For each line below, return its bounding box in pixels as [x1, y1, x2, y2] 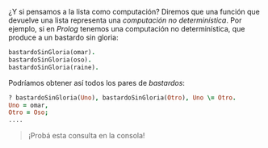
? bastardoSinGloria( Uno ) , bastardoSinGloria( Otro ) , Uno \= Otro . [8, 93, 237, 102]
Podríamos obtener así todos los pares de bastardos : [8, 78, 186, 87]
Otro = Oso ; [8, 108, 48, 116]
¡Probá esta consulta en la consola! [27, 131, 145, 141]
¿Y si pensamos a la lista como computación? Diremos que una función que [8, 7, 261, 16]
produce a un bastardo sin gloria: [8, 32, 119, 42]
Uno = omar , [8, 101, 48, 109]
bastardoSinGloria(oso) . [8, 56, 92, 64]
